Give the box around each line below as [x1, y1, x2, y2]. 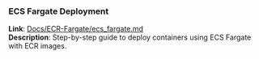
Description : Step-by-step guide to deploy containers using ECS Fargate [8, 32, 252, 42]
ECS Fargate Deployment [8, 6, 109, 17]
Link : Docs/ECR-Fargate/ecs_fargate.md [8, 24, 144, 34]
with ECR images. [8, 41, 67, 51]
